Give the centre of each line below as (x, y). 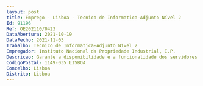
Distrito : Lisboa (28, 74)
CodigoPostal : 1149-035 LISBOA (46, 62)
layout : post (23, 12)
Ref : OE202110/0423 (31, 29)
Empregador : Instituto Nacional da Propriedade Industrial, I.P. (91, 51)
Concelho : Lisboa (28, 68)
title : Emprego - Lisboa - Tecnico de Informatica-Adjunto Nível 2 (94, 18)
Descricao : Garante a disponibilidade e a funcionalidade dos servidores (102, 57)
